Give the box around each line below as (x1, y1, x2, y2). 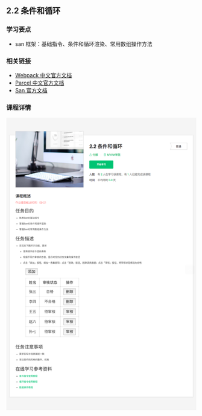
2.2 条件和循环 (6, 5, 61, 16)
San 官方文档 (14, 86, 48, 94)
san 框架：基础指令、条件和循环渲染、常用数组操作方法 (14, 40, 153, 47)
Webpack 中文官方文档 (14, 71, 72, 78)
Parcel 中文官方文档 (14, 79, 65, 86)
